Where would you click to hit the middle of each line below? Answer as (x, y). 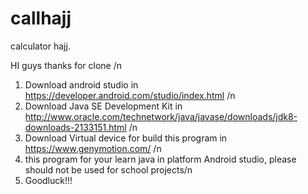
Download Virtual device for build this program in (126, 138)
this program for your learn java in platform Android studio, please (160, 159)
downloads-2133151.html (75, 127)
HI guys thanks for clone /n (66, 65)
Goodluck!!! (48, 180)
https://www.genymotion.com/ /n (93, 148)
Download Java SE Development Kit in (103, 106)
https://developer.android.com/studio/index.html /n (130, 95)
